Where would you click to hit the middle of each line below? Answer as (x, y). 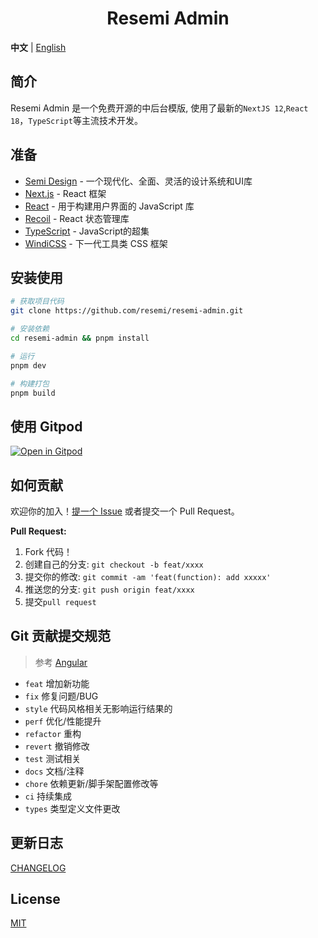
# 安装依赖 (30, 329)
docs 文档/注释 (54, 771)
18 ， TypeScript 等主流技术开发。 (76, 120)
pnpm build (33, 393)
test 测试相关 (53, 758)
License (35, 899)
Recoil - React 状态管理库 (77, 218)
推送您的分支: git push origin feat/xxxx (109, 589)
